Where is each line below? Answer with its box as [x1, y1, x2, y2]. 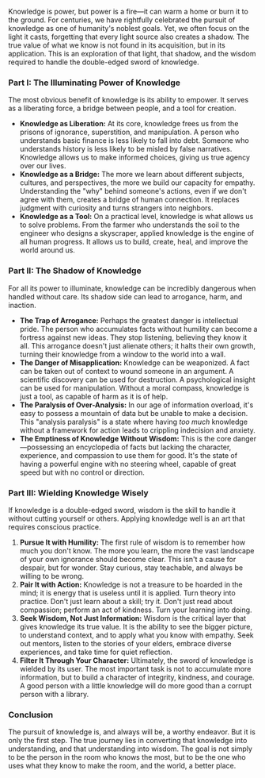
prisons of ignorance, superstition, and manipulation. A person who [19, 127, 240, 137]
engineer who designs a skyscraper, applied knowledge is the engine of [19, 229, 255, 238]
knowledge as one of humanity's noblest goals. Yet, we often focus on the [8, 24, 250, 33]
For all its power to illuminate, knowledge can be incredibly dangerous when [8, 283, 256, 293]
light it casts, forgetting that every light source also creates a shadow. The [8, 32, 250, 41]
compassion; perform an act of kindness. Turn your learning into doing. [19, 605, 252, 614]
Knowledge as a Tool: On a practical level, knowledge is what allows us [19, 212, 254, 221]
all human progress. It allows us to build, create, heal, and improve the [19, 237, 248, 247]
